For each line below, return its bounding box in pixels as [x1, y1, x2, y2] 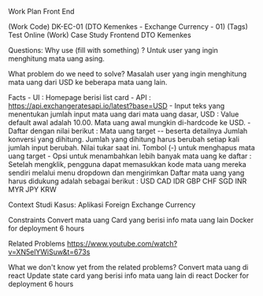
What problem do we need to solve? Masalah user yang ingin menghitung [8, 69, 247, 78]
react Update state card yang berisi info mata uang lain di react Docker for [8, 271, 250, 280]
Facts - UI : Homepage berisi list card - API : [8, 93, 151, 102]
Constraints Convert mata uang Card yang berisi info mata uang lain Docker [8, 216, 254, 224]
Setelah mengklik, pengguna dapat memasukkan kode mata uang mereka [8, 160, 246, 168]
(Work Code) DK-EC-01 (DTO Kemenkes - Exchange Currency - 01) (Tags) [8, 22, 248, 31]
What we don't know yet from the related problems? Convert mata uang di [8, 263, 249, 272]
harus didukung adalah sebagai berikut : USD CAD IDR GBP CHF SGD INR [8, 176, 247, 186]
